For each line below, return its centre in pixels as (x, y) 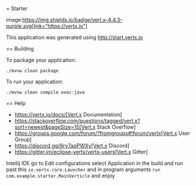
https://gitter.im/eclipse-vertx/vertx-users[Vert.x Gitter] (81, 152)
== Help (16, 103)
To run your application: (35, 82)
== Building (20, 49)
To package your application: (41, 60)
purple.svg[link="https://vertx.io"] (47, 26)
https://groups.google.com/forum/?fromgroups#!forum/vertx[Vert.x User (102, 133)
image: (14, 20)
